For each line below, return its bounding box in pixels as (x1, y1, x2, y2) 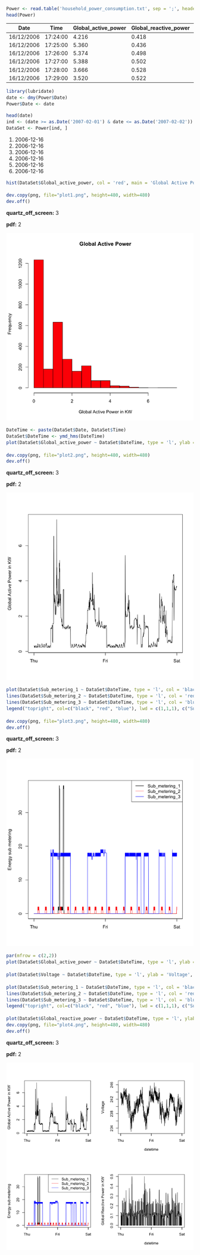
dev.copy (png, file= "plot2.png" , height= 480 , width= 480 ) (6, 452, 151, 458)
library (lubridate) (6, 89, 55, 95)
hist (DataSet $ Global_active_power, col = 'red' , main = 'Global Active (6, 180, 187, 186)
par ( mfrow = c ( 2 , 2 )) (6, 953, 58, 959)
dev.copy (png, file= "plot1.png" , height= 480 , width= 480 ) (6, 192, 151, 198)
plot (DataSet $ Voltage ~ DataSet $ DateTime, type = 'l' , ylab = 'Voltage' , (6, 972, 193, 978)
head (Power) (6, 12, 36, 18)
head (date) (6, 113, 33, 118)
